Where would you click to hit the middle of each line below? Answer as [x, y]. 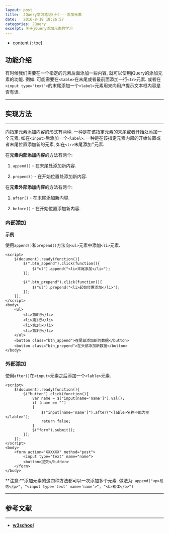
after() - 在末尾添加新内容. [41, 198]
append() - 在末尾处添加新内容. [44, 165]
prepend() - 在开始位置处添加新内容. [50, 176]
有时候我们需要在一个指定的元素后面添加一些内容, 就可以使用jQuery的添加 [82, 73]
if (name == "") [49, 403]
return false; [56, 421]
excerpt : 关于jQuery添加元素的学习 [39, 29]
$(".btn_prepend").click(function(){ [63, 282]
